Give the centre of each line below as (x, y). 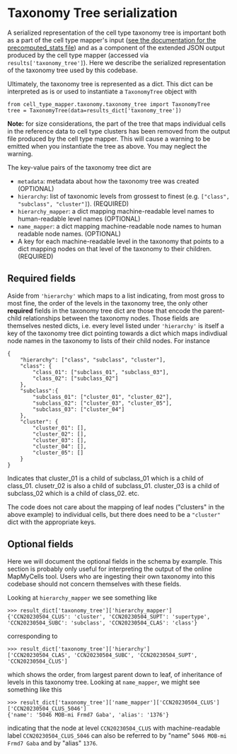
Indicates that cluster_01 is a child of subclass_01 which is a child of (105, 478)
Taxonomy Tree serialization (93, 13)
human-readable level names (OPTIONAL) (79, 219)
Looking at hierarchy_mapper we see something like (82, 597)
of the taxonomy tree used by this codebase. (73, 70)
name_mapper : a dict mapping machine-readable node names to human (119, 226)
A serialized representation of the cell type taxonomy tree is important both (117, 33)
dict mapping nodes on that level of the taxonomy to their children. (115, 248)
